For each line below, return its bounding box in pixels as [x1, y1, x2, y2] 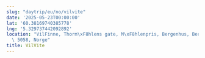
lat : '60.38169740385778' [6, 20, 72, 26]
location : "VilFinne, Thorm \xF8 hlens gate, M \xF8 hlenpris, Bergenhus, [6, 31, 190, 37]
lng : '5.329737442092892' [6, 25, 72, 32]
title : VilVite [6, 43, 45, 49]
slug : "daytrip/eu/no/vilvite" [6, 8, 86, 15]
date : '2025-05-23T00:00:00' [6, 14, 81, 21]
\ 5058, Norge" [12, 37, 51, 43]
